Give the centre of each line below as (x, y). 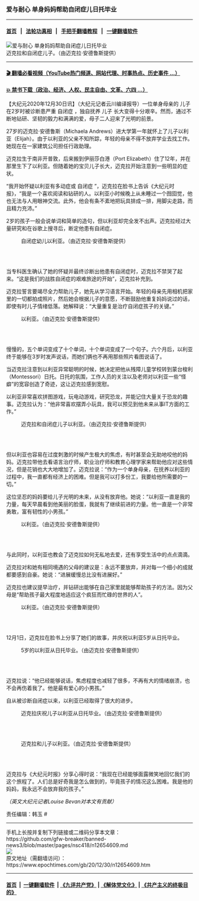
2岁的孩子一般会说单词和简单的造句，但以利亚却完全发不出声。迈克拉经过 (96, 221)
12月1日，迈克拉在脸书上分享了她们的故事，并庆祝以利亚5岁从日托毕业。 (94, 638)
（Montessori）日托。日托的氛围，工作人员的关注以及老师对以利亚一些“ (94, 377)
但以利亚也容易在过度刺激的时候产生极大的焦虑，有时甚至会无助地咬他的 (94, 454)
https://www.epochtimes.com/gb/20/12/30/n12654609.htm (78, 865)
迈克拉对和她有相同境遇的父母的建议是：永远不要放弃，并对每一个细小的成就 (99, 567)
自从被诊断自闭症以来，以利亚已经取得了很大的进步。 (71, 701)
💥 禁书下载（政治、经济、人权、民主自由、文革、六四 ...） (77, 90)
